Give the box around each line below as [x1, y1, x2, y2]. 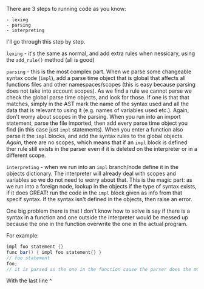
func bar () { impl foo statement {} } [6, 249, 102, 255]
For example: [6, 232, 39, 239]
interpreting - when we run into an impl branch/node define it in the [6, 164, 179, 170]
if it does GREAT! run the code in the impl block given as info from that [6, 189, 183, 196]
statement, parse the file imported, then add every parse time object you [6, 119, 188, 127]
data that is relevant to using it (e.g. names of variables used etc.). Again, [6, 107, 189, 114]
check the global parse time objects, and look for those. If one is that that [6, 94, 189, 101]
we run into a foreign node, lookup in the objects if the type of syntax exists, [6, 183, 197, 190]
